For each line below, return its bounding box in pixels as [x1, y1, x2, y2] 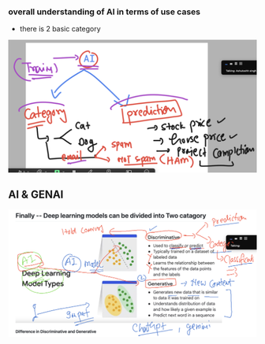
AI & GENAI [8, 188, 64, 202]
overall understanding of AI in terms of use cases [8, 6, 201, 17]
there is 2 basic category [19, 24, 101, 34]
